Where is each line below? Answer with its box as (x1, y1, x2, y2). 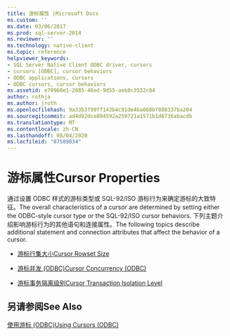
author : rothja (7, 94, 51, 101)
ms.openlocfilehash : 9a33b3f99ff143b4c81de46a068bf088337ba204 (7, 106, 193, 113)
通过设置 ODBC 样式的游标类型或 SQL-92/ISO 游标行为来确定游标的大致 (7, 195, 210, 203)
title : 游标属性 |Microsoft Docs (7, 10, 99, 17)
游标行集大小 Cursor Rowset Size (17, 250, 110, 258)
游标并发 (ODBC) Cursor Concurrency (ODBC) (17, 264, 147, 273)
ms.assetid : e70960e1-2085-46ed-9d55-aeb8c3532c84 (7, 87, 156, 94)
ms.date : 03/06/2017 (7, 23, 67, 30)
